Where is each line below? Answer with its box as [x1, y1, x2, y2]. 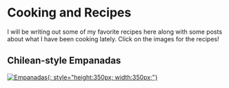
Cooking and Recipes [7, 5, 132, 21]
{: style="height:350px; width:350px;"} [47, 73, 158, 81]
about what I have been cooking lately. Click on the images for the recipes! [7, 34, 219, 43]
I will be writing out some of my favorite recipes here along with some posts [7, 27, 223, 36]
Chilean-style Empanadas [7, 55, 121, 67]
